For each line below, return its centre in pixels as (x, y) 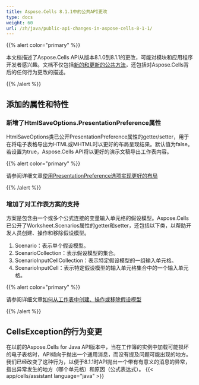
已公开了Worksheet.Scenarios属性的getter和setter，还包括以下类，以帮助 (96, 226)
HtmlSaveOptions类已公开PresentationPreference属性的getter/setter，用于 (98, 137)
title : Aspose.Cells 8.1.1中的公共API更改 (57, 12)
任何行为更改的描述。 (42, 72)
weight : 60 (20, 23)
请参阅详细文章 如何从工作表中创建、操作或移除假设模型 (74, 299)
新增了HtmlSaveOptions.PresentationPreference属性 (84, 122)
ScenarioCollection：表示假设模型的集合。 (67, 253)
